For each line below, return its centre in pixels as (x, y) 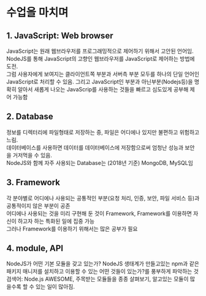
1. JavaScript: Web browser (60, 35)
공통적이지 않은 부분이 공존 (38, 205)
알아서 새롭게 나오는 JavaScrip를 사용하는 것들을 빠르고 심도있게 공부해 (103, 89)
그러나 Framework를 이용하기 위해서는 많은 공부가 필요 (72, 229)
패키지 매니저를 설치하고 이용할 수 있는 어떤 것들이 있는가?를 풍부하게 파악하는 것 (103, 271)
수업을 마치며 (37, 13)
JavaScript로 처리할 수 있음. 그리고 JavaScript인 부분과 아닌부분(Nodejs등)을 (100, 82)
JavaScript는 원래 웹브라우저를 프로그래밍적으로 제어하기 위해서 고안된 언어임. (100, 51)
